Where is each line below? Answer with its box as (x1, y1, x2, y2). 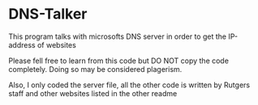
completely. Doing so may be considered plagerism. (8, 64, 183, 73)
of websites (37, 40, 77, 49)
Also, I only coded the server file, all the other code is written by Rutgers (8, 80, 250, 90)
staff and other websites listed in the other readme (8, 88, 178, 98)
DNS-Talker (8, 5, 88, 23)
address (8, 40, 36, 49)
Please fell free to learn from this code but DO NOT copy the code (8, 56, 230, 65)
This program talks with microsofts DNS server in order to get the (8, 31, 227, 41)
